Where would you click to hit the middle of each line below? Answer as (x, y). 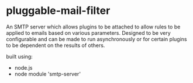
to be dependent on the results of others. (56, 45)
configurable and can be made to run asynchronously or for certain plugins (96, 39)
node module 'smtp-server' (47, 74)
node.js (24, 67)
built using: (20, 56)
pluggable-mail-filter (58, 11)
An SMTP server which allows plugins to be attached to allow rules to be (93, 27)
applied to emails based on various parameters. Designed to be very (88, 33)
